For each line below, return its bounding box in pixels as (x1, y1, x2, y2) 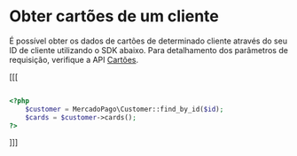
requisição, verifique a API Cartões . (9, 54, 139, 65)
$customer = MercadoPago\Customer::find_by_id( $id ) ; (25, 105, 224, 113)
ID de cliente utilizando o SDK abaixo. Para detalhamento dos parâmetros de (9, 44, 288, 55)
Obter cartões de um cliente (9, 6, 220, 27)
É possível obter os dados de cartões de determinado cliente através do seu (9, 35, 288, 46)
